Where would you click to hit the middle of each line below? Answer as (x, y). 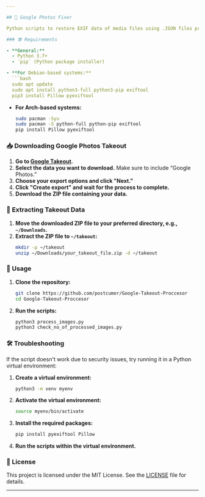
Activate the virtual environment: (58, 400)
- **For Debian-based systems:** (49, 73)
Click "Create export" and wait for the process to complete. (92, 188)
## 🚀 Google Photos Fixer (39, 17)
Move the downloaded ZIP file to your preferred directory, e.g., (96, 223)
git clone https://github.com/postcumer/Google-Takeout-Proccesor (101, 293)
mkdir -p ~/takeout (40, 247)
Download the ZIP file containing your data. (71, 194)
